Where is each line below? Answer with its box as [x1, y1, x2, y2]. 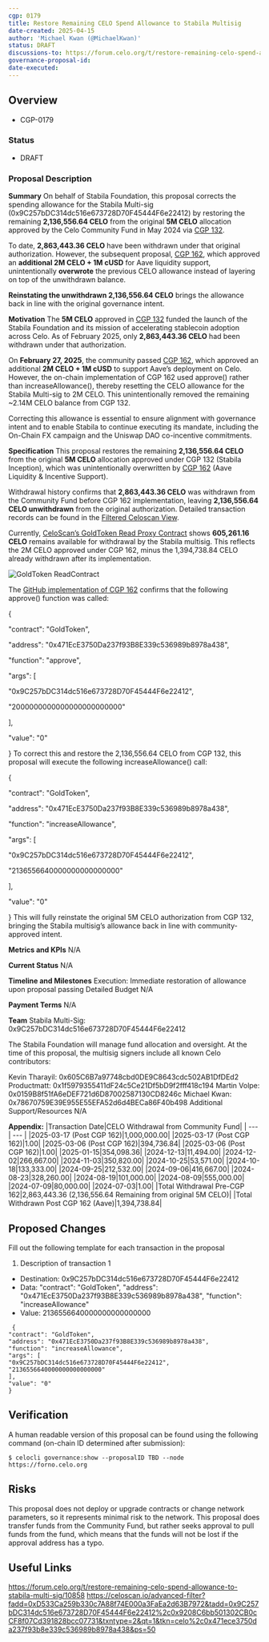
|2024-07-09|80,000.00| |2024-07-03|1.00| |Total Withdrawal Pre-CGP [8, 1181, 245, 1191]
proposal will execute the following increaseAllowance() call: [8, 757, 208, 767]
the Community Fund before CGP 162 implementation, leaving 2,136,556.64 [8, 496, 259, 506]
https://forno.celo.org [8, 1460, 88, 1469]
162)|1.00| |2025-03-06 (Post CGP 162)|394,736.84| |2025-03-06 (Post [8, 1139, 246, 1148]
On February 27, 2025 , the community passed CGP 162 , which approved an [8, 356, 259, 365]
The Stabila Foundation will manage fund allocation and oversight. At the [8, 1039, 247, 1050]
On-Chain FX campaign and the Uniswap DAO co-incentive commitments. [8, 430, 252, 441]
